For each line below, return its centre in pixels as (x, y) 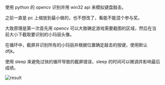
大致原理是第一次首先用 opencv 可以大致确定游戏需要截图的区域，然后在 (79, 28)
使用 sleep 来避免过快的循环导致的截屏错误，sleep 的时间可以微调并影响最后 (83, 62)
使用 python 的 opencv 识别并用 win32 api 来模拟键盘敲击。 (66, 7)
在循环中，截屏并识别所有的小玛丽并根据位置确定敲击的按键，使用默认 (76, 45)
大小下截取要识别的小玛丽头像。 (42, 34)
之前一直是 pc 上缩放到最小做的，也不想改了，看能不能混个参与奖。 (74, 18)
